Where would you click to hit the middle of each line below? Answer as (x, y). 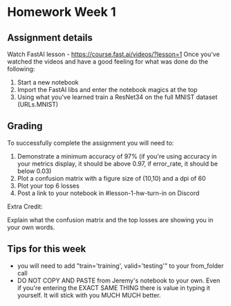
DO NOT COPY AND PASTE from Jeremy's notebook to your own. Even (119, 280)
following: (21, 69)
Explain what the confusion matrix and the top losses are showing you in (110, 219)
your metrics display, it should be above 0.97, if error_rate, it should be (117, 163)
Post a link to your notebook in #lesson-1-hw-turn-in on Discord (108, 193)
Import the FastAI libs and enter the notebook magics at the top (107, 90)
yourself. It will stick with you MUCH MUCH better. (89, 295)
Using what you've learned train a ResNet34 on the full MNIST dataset (117, 97)
